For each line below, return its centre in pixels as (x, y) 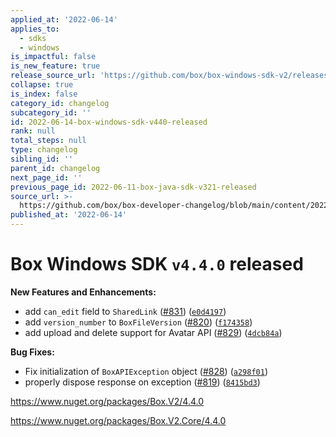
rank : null (33, 131)
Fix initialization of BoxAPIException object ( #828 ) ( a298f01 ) (146, 371)
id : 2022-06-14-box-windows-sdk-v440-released (109, 122)
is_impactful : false (53, 57)
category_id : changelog (60, 103)
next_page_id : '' (46, 177)
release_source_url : (53, 76)
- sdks (33, 38)
